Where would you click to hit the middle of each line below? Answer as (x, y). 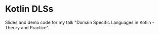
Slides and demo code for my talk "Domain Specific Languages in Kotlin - (80, 22)
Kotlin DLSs (29, 9)
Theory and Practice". (27, 27)
